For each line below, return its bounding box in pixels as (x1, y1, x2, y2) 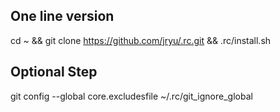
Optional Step (10, 64, 98, 81)
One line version (10, 8, 115, 25)
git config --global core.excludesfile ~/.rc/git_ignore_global (10, 90, 253, 102)
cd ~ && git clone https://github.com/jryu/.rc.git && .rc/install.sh (10, 34, 272, 46)
